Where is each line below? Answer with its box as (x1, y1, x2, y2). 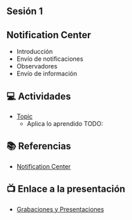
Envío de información (16, 69, 77, 78)
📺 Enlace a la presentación (6, 183, 126, 195)
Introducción (16, 48, 53, 56)
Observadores (16, 62, 58, 71)
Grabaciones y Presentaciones (16, 205, 104, 213)
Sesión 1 (6, 6, 43, 17)
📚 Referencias (6, 140, 72, 152)
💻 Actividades (6, 90, 71, 102)
